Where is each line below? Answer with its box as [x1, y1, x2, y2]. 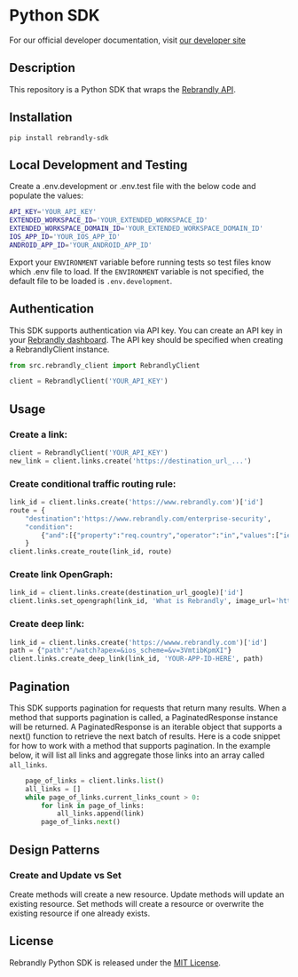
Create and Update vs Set [9, 869, 122, 881]
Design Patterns [9, 842, 100, 857]
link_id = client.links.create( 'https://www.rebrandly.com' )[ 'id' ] [9, 498, 264, 507]
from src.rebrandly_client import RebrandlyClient [9, 361, 200, 369]
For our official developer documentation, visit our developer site [9, 35, 247, 45]
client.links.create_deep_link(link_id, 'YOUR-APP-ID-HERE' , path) [9, 655, 264, 663]
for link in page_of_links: [41, 801, 145, 810]
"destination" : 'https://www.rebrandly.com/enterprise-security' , [25, 514, 272, 523]
